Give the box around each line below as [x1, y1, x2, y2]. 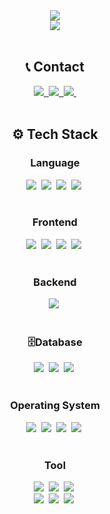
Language [30, 156, 80, 170]
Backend [33, 275, 77, 289]
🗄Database [27, 335, 83, 349]
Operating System [10, 399, 100, 413]
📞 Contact [25, 59, 85, 76]
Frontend [32, 215, 78, 229]
